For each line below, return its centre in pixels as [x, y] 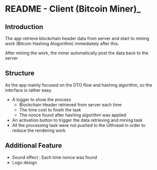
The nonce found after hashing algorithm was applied [73, 115]
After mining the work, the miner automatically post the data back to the [77, 53]
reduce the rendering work [39, 130]
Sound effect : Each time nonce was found [55, 157]
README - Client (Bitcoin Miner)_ [73, 9]
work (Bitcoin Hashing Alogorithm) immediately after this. [62, 44]
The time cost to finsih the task [50, 109]
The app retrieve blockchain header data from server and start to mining [77, 38]
